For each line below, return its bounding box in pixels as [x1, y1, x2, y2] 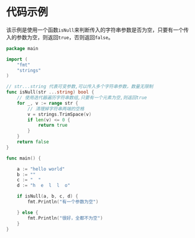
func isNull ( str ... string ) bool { [6, 89, 95, 95]
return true [37, 123, 68, 129]
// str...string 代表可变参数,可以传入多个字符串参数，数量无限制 [6, 84, 153, 90]
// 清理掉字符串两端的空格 [27, 105, 84, 112]
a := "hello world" [17, 166, 65, 172]
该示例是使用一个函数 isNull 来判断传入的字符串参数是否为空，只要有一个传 [6, 26, 189, 33]
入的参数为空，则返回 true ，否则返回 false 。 [6, 33, 114, 40]
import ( [6, 56, 28, 62]
